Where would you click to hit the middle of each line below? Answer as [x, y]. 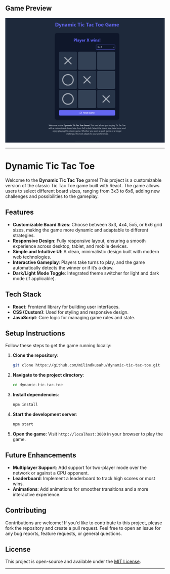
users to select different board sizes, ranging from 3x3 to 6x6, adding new [83, 191]
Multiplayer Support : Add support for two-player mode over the [79, 467]
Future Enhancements [41, 455]
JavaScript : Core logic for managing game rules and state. [74, 317]
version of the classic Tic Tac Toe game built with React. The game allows [82, 185]
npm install [25, 405]
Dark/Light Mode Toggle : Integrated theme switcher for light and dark [86, 273]
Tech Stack [23, 295]
